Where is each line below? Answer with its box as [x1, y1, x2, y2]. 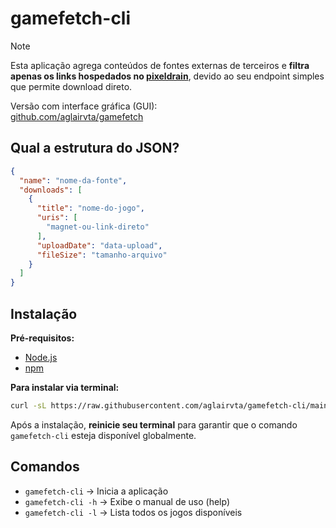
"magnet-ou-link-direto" [46, 222, 150, 232]
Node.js [24, 351, 58, 363]
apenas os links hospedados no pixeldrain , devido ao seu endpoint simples [10, 70, 325, 82]
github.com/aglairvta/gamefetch [10, 110, 144, 122]
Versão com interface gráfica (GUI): [10, 100, 158, 112]
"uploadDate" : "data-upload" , [36, 240, 163, 251]
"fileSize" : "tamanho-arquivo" [36, 250, 168, 260]
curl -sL [10, 400, 47, 411]
